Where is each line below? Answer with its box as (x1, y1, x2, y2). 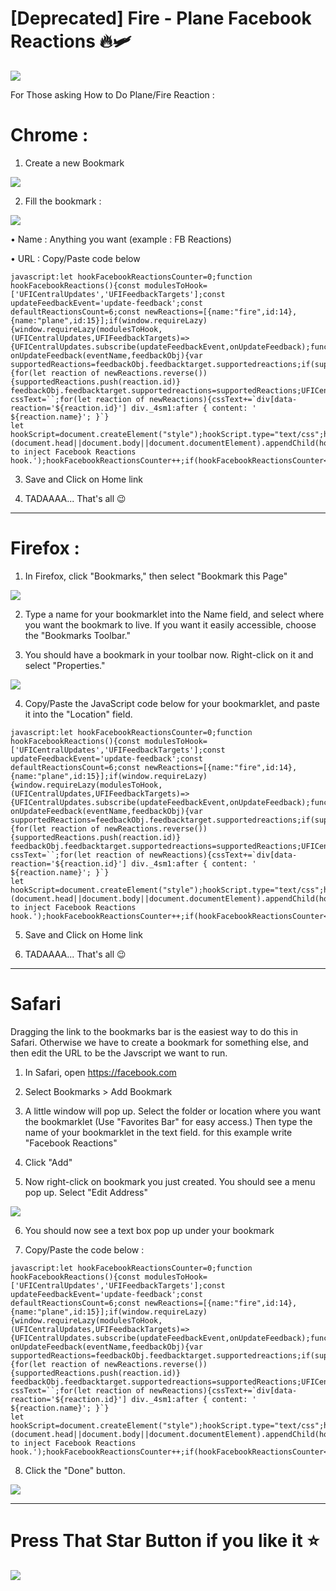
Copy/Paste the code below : (24, 1243, 145, 1256)
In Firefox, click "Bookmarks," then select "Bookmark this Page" (24, 570, 288, 582)
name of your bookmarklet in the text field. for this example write (24, 1126, 293, 1138)
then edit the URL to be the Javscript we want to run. (10, 1047, 228, 1059)
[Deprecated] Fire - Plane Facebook (10, 7, 312, 30)
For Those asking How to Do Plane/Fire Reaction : (10, 88, 215, 101)
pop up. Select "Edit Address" (24, 1186, 149, 1198)
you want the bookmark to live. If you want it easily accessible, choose (24, 618, 317, 631)
